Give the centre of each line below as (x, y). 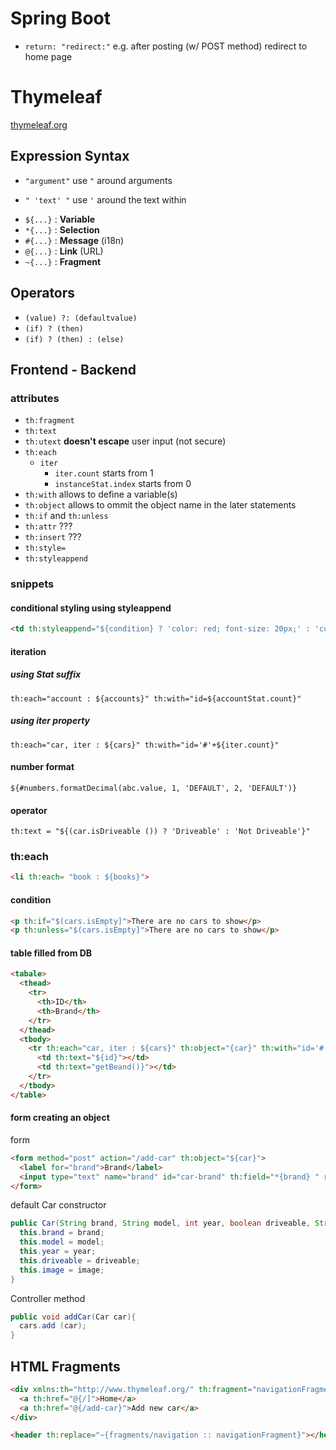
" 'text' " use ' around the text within (105, 199)
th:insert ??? (53, 537)
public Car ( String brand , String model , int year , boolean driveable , (160, 1223)
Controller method (48, 1298)
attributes (35, 398)
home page (48, 56)
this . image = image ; (62, 1270)
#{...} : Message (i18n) (74, 240)
